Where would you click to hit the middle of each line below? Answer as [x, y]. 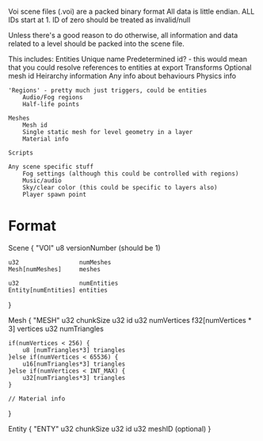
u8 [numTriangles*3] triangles [74, 350]
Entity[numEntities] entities [58, 290]
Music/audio [42, 181]
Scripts [21, 153]
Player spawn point [55, 194]
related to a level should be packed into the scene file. [96, 44]
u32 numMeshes [60, 262]
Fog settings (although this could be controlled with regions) [131, 174]
